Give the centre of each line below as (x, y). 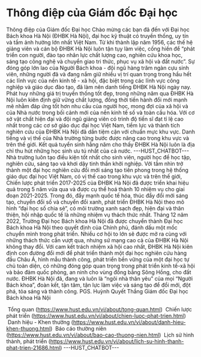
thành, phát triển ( (28, 341)
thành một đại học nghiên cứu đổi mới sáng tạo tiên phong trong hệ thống (97, 170)
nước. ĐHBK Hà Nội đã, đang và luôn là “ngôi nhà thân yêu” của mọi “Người (100, 278)
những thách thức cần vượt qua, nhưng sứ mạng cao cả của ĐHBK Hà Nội (97, 240)
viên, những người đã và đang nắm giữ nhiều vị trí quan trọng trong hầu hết (99, 74)
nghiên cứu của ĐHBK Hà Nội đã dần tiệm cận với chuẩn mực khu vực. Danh (101, 132)
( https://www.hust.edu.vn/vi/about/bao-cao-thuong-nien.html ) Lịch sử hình (100, 335)
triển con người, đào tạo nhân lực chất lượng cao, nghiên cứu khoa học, (94, 55)
